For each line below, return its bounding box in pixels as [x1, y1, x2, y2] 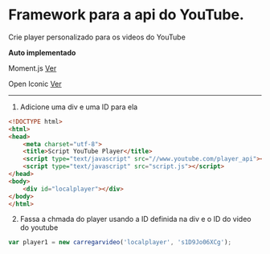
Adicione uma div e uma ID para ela [19, 102, 138, 112]
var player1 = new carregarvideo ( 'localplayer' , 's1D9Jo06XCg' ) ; [8, 239, 232, 247]
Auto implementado [8, 47, 76, 57]
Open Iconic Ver [8, 79, 62, 88]
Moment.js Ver [8, 63, 57, 73]
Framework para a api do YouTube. [8, 6, 245, 24]
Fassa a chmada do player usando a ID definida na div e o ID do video [19, 215, 252, 224]
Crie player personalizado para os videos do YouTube [8, 32, 186, 42]
